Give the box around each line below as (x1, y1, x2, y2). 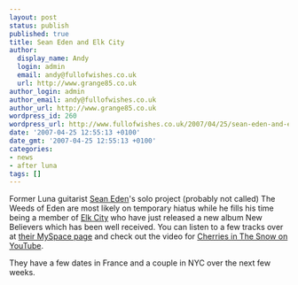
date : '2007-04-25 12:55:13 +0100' (9, 128, 141, 137)
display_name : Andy (17, 54, 90, 63)
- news (9, 152, 34, 162)
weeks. (9, 267, 35, 278)
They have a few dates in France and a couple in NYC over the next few (9, 258, 271, 268)
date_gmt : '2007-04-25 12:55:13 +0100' (9, 136, 157, 145)
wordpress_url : (9, 120, 66, 129)
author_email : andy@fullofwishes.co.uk (9, 95, 157, 104)
